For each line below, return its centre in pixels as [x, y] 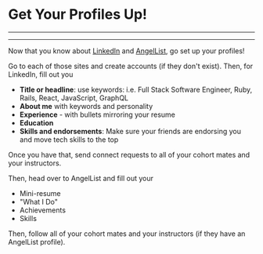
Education [36, 122]
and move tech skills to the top [69, 140]
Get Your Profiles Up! [77, 15]
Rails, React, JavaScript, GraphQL [74, 98]
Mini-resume [40, 193]
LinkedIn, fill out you [41, 74]
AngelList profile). [37, 241]
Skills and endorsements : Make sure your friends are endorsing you [130, 131]
